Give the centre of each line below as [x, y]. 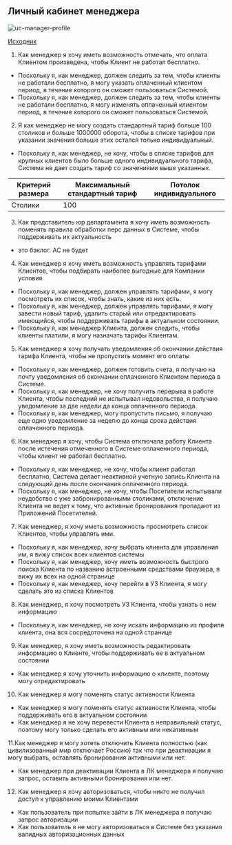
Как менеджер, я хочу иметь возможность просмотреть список [113, 526]
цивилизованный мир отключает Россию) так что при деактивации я [109, 750]
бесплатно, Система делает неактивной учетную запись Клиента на [119, 476]
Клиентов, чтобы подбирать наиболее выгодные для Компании [111, 271]
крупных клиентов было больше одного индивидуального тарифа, [115, 160]
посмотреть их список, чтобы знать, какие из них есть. [99, 298]
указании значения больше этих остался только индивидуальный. [116, 140]
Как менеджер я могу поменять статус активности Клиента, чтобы [117, 707]
